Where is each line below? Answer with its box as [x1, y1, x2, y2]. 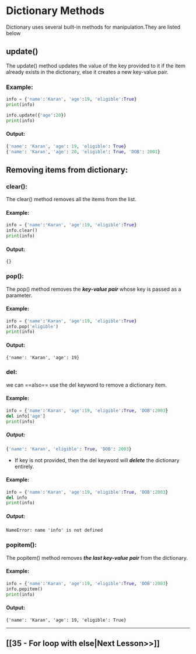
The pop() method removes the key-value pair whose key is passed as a [6, 285, 181, 292]
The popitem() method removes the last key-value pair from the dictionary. [6, 554, 188, 561]
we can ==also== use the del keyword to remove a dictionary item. [6, 381, 167, 388]
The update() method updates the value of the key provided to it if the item [6, 62, 185, 69]
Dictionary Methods [6, 4, 105, 18]
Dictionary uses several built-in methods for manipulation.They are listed [6, 23, 181, 30]
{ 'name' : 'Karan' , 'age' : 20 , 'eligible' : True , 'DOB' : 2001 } [6, 149, 160, 154]
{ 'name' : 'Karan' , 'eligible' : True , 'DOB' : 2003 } [6, 446, 132, 452]
